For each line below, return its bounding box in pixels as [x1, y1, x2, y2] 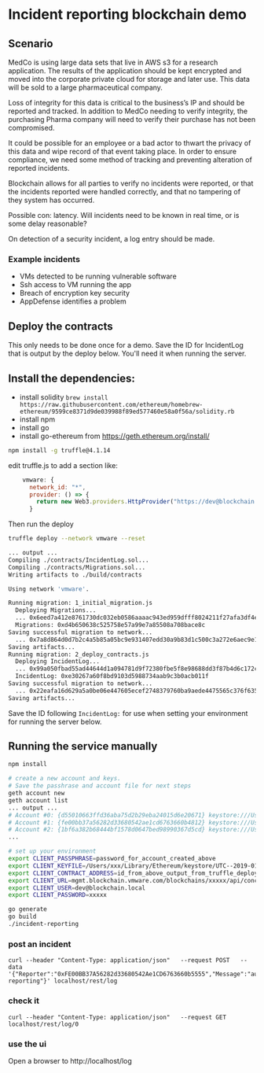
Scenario [8, 37, 53, 50]
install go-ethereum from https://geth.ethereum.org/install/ [19, 431, 210, 441]
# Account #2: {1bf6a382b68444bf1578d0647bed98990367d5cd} [8, 826, 206, 834]
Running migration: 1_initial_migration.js [8, 599, 153, 607]
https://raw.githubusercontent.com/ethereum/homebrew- [19, 400, 203, 408]
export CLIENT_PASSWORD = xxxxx [8, 891, 108, 899]
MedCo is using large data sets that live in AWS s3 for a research [8, 57, 218, 67]
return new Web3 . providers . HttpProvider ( [36, 498, 174, 506]
